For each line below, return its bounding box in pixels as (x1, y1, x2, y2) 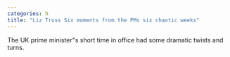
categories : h (7, 10, 49, 17)
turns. (7, 43, 25, 51)
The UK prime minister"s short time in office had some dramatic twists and (7, 35, 224, 44)
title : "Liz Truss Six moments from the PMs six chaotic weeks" (7, 17, 200, 24)
